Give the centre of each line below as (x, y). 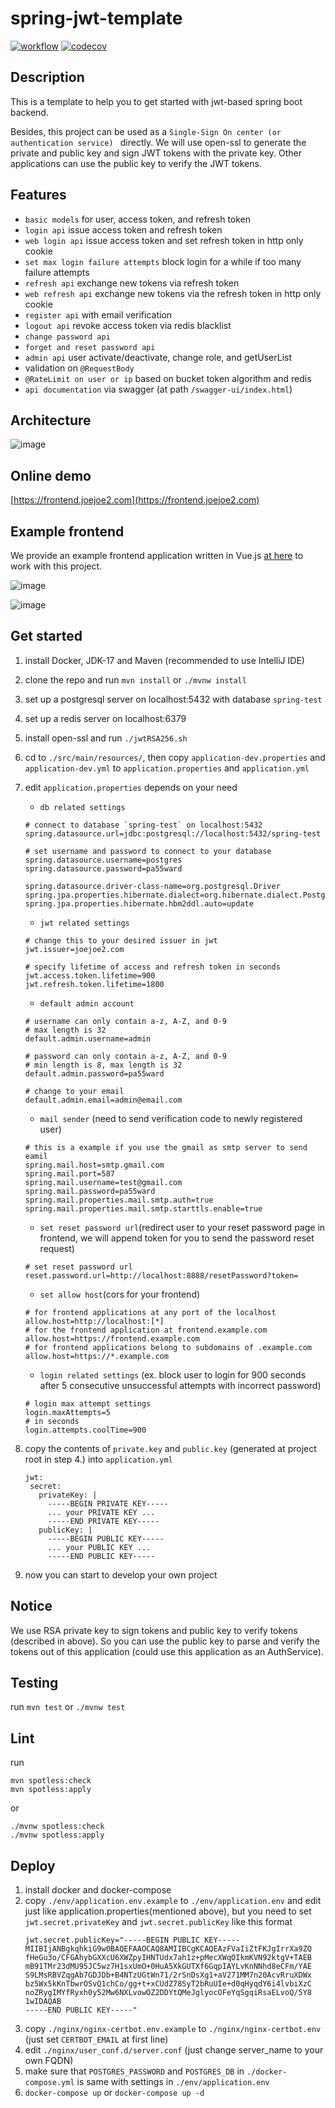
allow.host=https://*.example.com (96, 1356)
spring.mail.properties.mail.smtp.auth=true (119, 1200)
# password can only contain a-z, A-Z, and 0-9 (125, 1056)
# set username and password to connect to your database (148, 851)
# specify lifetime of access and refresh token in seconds (152, 967)
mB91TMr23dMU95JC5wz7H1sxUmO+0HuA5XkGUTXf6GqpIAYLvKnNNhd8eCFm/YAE (168, 1967)
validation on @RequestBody (79, 368)
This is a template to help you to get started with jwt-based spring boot (156, 101)
